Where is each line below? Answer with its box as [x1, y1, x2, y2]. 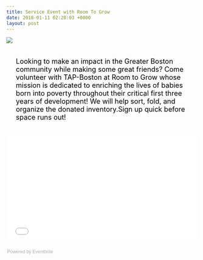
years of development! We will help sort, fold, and [16, 97, 176, 106]
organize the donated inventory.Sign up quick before [16, 105, 185, 114]
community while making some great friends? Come [16, 65, 184, 74]
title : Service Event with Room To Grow [6, 9, 111, 15]
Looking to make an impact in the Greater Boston [16, 57, 173, 66]
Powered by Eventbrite [7, 249, 53, 255]
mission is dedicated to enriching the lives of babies [16, 81, 184, 90]
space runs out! [16, 113, 66, 122]
